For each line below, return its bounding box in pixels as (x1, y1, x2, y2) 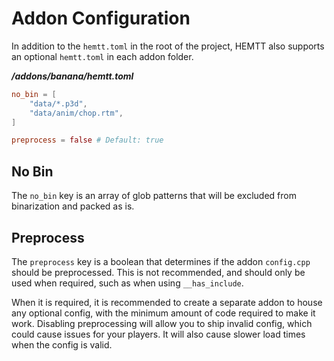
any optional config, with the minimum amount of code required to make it (11, 307, 316, 319)
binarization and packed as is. (11, 200, 135, 212)
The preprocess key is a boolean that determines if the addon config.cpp (11, 255, 311, 267)
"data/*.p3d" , (29, 98, 88, 109)
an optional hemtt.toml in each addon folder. (11, 50, 194, 62)
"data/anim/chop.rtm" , (29, 108, 124, 118)
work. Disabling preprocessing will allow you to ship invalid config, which (11, 317, 313, 329)
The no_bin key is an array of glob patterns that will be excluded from (11, 190, 297, 202)
